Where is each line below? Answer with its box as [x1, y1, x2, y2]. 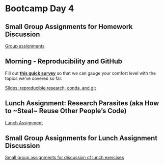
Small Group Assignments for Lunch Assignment [5, 134, 158, 142]
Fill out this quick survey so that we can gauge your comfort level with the [5, 70, 156, 76]
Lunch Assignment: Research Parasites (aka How [5, 99, 159, 108]
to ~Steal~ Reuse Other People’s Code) [5, 107, 127, 115]
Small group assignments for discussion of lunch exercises [5, 155, 124, 161]
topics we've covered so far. [5, 75, 62, 81]
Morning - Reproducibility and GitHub [5, 57, 123, 66]
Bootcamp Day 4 [5, 3, 75, 14]
